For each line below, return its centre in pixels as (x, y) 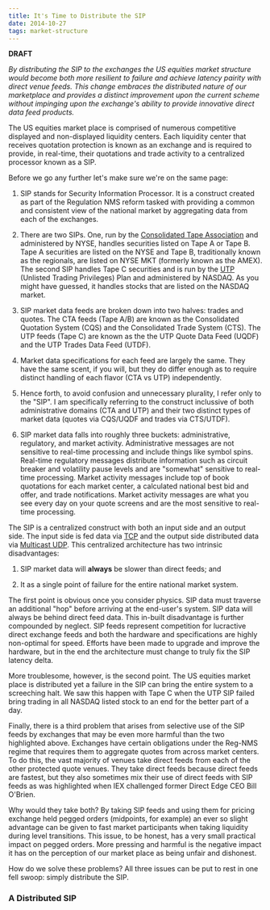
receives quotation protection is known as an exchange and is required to (130, 145)
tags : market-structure (48, 31)
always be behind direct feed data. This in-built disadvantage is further (126, 618)
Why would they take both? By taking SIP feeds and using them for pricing (132, 810)
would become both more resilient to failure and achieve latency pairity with (135, 78)
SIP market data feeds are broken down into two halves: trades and (132, 311)
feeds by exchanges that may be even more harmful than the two (116, 735)
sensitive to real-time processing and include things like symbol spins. (137, 452)
